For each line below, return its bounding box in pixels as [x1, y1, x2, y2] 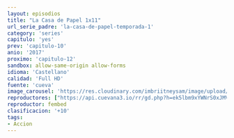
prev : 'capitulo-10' [7, 43, 68, 49]
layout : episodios [7, 10, 61, 17]
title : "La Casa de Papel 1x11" [7, 17, 101, 24]
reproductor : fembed [7, 101, 68, 108]
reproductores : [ [7, 95, 58, 102]
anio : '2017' [7, 49, 45, 56]
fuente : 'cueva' [7, 82, 54, 89]
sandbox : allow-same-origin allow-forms [7, 62, 127, 69]
